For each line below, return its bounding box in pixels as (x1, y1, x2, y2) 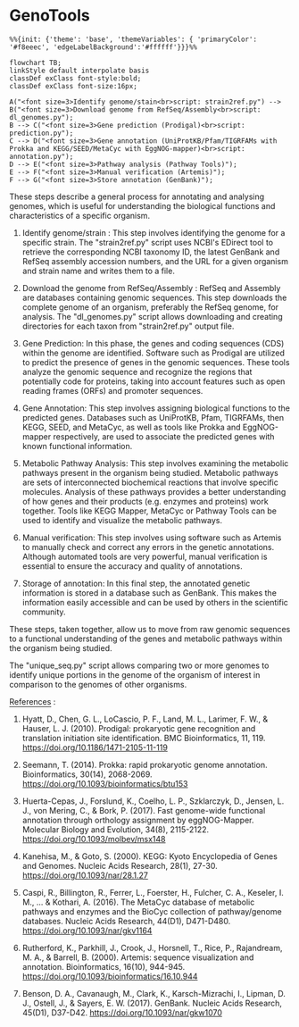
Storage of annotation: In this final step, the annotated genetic (21, 578, 251, 589)
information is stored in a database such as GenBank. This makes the (21, 587, 277, 598)
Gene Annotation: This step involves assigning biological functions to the (21, 403, 291, 413)
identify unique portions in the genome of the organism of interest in (9, 669, 261, 680)
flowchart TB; (9, 58, 62, 67)
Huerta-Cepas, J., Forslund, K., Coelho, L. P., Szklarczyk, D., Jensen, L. (21, 796, 285, 806)
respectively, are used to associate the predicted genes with (53, 430, 275, 442)
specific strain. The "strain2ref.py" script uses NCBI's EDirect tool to (21, 237, 274, 247)
